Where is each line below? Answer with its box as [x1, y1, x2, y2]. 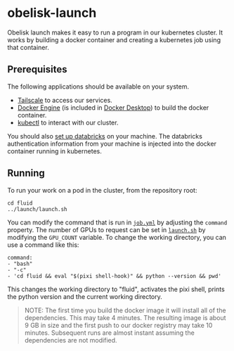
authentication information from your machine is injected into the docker [7, 139, 216, 148]
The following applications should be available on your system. [7, 82, 190, 91]
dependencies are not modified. [24, 336, 117, 344]
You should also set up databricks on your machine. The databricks [7, 132, 202, 140]
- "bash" [7, 260, 33, 267]
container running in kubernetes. [7, 146, 102, 155]
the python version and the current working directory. [7, 292, 163, 300]
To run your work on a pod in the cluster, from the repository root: [7, 186, 197, 194]
